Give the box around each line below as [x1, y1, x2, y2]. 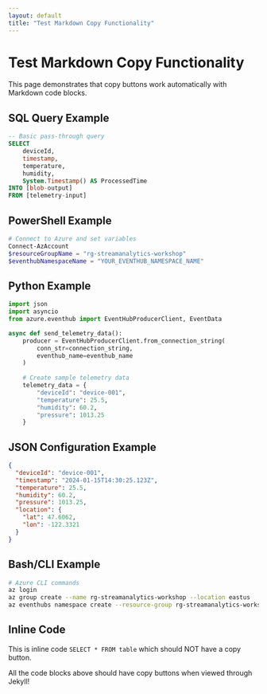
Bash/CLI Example [8, 558, 101, 571]
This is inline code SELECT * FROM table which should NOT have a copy [8, 644, 241, 653]
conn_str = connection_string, [37, 344, 133, 352]
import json [8, 300, 48, 308]
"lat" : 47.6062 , [22, 513, 77, 522]
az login [8, 586, 37, 594]
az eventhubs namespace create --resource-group [8, 601, 172, 610]
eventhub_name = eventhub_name [37, 351, 133, 359]
